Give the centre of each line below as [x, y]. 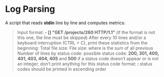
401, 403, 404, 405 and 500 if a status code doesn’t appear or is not [88, 58]
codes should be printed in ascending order [62, 69]
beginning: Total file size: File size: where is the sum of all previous [85, 48]
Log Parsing [30, 9]
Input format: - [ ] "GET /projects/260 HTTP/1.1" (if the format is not [86, 32]
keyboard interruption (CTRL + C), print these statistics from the [82, 42]
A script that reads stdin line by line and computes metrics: [65, 23]
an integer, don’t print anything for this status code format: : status [85, 64]
